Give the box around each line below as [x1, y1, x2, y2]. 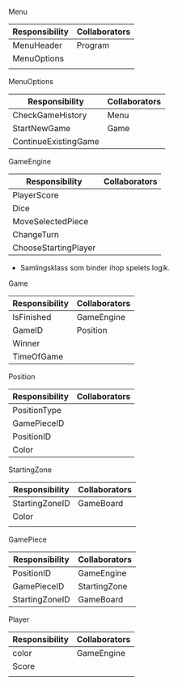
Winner [12, 338, 40, 349]
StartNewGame [12, 123, 71, 134]
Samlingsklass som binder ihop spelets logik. [19, 263, 171, 272]
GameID [12, 325, 44, 335]
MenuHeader [12, 40, 63, 51]
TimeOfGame [12, 351, 63, 362]
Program [76, 40, 110, 51]
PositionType [12, 405, 62, 415]
